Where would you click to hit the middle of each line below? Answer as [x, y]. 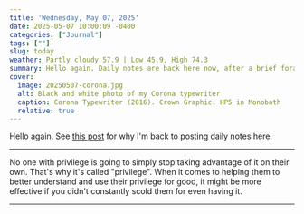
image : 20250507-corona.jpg [71, 85]
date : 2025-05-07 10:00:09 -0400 [72, 26]
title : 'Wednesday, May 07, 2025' [75, 18]
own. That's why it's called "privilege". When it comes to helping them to [145, 172]
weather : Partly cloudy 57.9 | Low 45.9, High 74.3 [109, 60]
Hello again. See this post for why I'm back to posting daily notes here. [141, 136]
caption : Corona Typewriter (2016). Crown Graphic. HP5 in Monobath [149, 102]
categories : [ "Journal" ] [56, 34]
